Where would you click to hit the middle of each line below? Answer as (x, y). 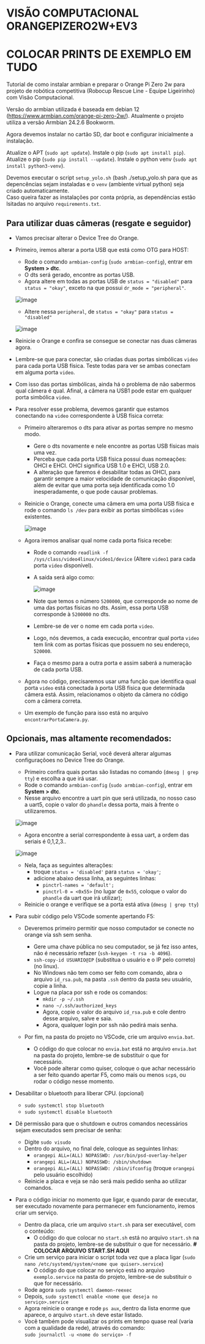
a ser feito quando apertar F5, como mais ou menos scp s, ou (110, 1074)
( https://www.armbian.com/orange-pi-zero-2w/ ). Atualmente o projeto (95, 116)
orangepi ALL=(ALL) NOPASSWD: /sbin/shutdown (92, 1162)
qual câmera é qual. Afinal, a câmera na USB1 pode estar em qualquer (103, 391)
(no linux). (46, 966)
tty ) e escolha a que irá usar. (61, 778)
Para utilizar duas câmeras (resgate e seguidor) (99, 223)
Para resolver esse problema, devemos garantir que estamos (92, 409)
